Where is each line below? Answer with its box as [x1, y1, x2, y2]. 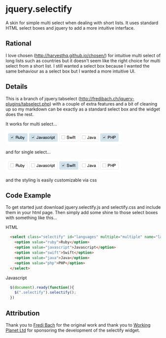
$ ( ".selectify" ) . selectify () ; [14, 290, 77, 295]
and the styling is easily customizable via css [5, 177, 97, 183]
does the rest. [5, 111, 34, 117]
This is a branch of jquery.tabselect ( [5, 95, 80, 102]
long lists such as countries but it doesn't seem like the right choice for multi [5, 58, 161, 64]
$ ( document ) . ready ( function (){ [10, 285, 74, 290]
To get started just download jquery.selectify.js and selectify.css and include [5, 204, 161, 210]
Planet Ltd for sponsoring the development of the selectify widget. [5, 327, 140, 333]
